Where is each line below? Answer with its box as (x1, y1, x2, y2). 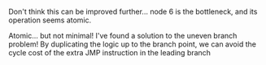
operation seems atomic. (8, 15, 92, 25)
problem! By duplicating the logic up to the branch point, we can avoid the (8, 39, 256, 49)
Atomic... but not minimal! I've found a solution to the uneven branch (8, 31, 238, 40)
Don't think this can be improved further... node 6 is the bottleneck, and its (8, 7, 258, 16)
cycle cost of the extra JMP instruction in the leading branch (8, 48, 211, 57)
